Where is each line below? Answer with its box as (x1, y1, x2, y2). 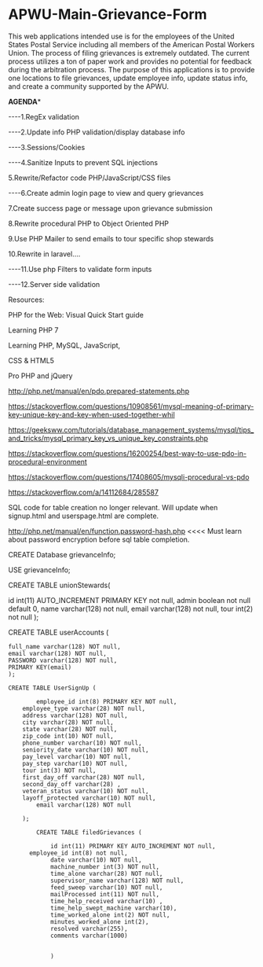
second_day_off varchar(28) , (22, 780, 122, 788)
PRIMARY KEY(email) (8, 663, 72, 671)
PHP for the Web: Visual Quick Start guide (8, 310, 144, 319)
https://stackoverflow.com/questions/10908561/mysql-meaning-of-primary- (8, 401, 254, 410)
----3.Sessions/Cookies (8, 142, 86, 152)
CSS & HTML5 (8, 355, 55, 365)
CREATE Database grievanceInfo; (8, 550, 116, 559)
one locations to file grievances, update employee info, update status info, (8, 73, 248, 83)
